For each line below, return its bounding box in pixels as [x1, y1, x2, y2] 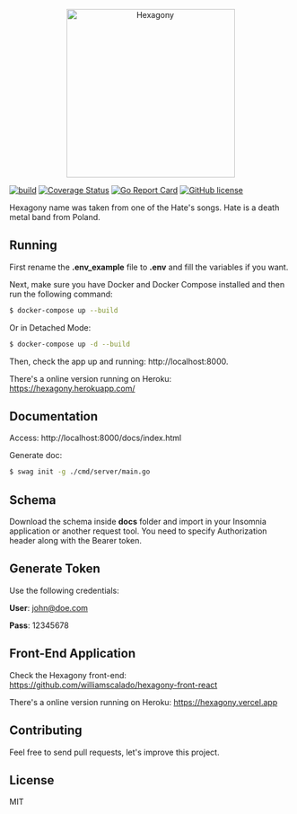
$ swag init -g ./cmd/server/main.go [9, 467, 151, 476]
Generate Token [9, 562, 100, 577]
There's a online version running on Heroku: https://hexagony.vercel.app [9, 696, 278, 707]
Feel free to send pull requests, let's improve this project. [9, 747, 220, 757]
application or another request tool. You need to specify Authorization [9, 526, 267, 536]
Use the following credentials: [9, 585, 119, 596]
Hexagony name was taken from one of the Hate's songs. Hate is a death [9, 202, 280, 213]
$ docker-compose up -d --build [9, 340, 130, 349]
